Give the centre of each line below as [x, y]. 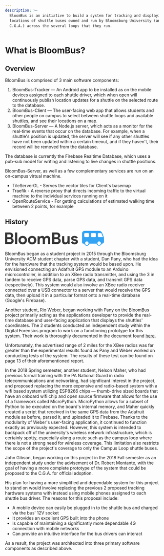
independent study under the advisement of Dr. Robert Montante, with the [79, 463]
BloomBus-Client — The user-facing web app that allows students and [83, 110]
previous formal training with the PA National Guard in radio [65, 376]
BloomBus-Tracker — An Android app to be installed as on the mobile [82, 90]
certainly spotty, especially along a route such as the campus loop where [79, 438]
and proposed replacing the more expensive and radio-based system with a [81, 386]
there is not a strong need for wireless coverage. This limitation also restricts [82, 443]
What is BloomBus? [45, 51]
